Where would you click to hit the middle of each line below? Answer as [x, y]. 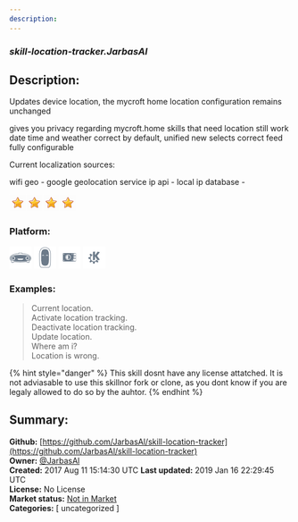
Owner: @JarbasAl [45, 460]
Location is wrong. [65, 355]
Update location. [62, 336]
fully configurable [41, 147]
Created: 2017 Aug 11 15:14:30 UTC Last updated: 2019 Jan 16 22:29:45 [142, 470]
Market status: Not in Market [63, 498]
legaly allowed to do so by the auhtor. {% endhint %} [106, 391]
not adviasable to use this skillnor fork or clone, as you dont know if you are [148, 382]
